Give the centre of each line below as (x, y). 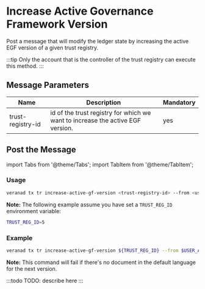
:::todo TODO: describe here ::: (45, 280)
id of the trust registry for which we (101, 112)
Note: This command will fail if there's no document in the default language (101, 262)
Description (104, 102)
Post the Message (41, 150)
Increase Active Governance (80, 11)
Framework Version (57, 24)
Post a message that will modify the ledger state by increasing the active (98, 41)
